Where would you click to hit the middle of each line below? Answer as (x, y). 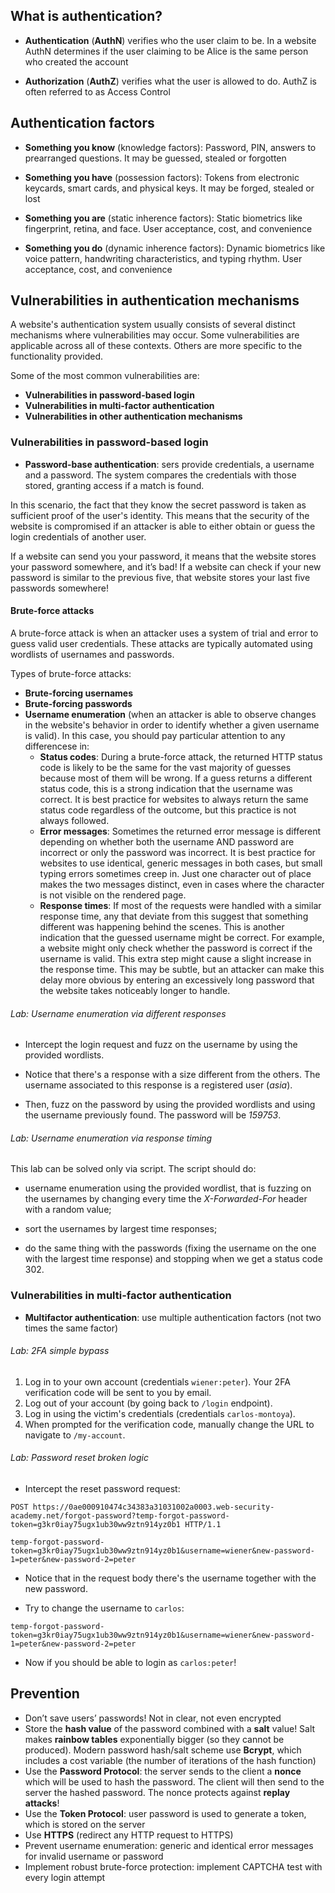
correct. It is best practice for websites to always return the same (174, 799)
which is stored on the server (85, 1824)
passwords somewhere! (59, 588)
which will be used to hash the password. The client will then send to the (174, 1781)
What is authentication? (86, 16)
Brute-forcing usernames (78, 693)
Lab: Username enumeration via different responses (118, 1013)
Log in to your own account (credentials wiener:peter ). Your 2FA (157, 1381)
